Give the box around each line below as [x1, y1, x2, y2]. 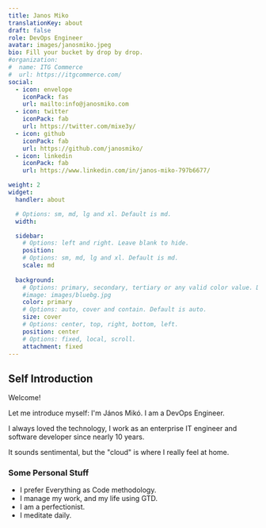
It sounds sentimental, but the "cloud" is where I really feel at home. [8, 448, 230, 457]
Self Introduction [8, 372, 93, 385]
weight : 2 [8, 181, 41, 189]
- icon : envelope [15, 85, 73, 94]
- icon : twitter [15, 108, 69, 116]
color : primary [22, 299, 73, 306]
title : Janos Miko [8, 11, 69, 20]
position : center [22, 327, 80, 336]
